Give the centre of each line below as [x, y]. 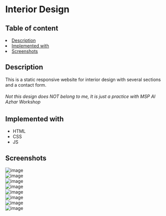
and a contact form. [26, 85]
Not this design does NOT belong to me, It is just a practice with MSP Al [80, 97]
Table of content [32, 28]
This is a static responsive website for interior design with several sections [83, 79]
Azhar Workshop [23, 102]
